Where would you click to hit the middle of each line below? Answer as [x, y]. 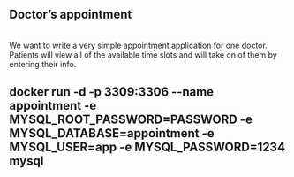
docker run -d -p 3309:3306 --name [112, 92]
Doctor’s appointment [71, 15]
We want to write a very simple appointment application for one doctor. [138, 45]
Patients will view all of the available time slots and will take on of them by [143, 54]
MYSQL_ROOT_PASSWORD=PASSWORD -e [131, 120]
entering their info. [43, 64]
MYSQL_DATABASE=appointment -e [112, 133]
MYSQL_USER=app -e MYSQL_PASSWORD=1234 [147, 147]
